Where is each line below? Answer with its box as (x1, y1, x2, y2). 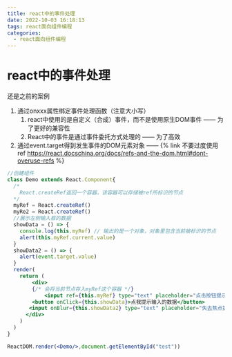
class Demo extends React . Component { (7, 176, 116, 183)
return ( (19, 273, 45, 280)
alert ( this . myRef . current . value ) (19, 234, 116, 241)
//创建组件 (7, 170, 35, 177)
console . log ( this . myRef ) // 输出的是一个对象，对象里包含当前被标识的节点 (19, 228, 216, 235)
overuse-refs (17, 156, 55, 165)
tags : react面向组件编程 (7, 23, 72, 30)
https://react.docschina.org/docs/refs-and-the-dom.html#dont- (27, 149, 209, 158)
